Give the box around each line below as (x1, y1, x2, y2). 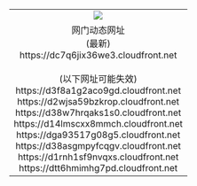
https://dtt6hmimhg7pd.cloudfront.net (19, 161, 178, 174)
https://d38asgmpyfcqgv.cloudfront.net (15, 139, 182, 151)
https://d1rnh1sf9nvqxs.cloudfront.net (17, 151, 179, 163)
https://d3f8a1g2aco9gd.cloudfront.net (15, 84, 182, 97)
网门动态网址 (71, 24, 126, 36)
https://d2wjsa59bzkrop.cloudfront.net (17, 95, 180, 107)
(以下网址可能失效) (59, 73, 138, 85)
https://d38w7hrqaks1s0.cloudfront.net (14, 106, 182, 119)
